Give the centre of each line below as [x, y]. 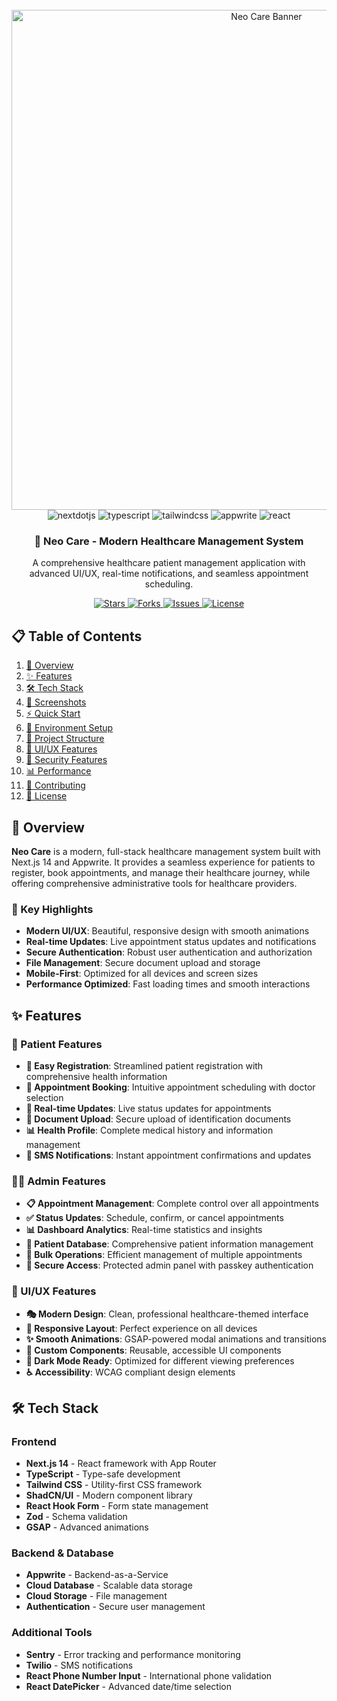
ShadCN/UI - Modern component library [109, 1495]
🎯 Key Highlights [52, 909]
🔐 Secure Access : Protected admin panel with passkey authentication [169, 1265]
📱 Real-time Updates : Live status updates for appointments [148, 1108]
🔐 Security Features [66, 760]
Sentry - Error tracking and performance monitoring [133, 1654]
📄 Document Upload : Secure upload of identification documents [158, 1119]
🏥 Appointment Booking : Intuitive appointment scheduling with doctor [170, 1087]
